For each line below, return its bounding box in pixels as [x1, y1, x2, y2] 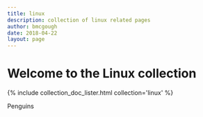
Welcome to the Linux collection [7, 66, 197, 82]
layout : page [7, 36, 45, 43]
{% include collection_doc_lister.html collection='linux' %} [7, 89, 174, 97]
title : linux [7, 10, 45, 17]
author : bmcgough [7, 23, 58, 30]
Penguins [7, 102, 35, 111]
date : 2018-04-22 [7, 29, 58, 37]
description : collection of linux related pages [7, 17, 151, 24]
